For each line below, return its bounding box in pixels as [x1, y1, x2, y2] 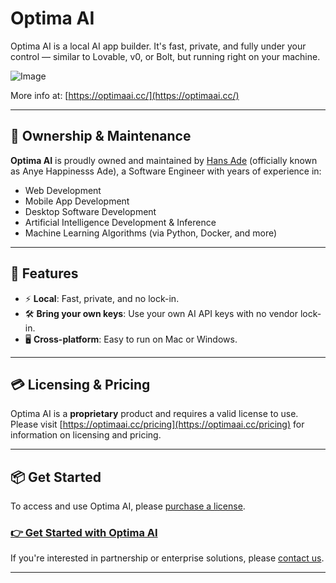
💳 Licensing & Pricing [10, 376, 151, 393]
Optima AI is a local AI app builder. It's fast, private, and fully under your [10, 40, 307, 52]
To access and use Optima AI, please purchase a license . [10, 500, 246, 512]
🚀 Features [10, 265, 79, 282]
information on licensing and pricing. [10, 429, 162, 441]
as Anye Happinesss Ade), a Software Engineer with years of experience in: [10, 165, 322, 177]
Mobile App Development [24, 195, 130, 207]
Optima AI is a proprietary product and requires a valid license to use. [10, 408, 299, 420]
